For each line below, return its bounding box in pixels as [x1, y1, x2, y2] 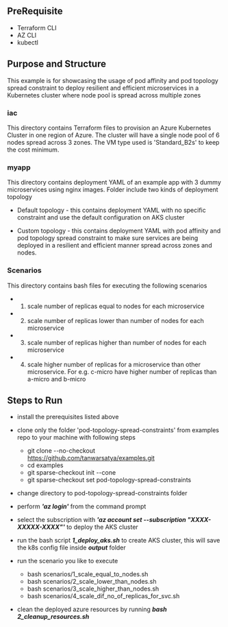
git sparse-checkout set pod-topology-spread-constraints [27, 476, 192, 484]
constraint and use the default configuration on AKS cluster [16, 213, 185, 222]
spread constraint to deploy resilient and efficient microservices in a [7, 84, 199, 92]
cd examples [27, 461, 64, 469]
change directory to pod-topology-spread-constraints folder [16, 489, 188, 497]
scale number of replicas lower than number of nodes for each [27, 316, 204, 324]
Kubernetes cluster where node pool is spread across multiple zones [7, 91, 201, 99]
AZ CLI [16, 31, 37, 39]
